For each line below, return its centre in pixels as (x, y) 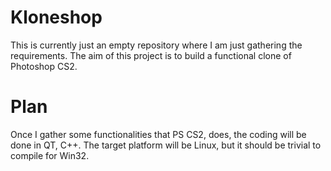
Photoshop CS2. (44, 66)
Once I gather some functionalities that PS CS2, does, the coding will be (158, 134)
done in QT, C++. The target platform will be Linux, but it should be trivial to (166, 145)
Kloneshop (56, 17)
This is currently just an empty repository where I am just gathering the (156, 45)
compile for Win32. (50, 155)
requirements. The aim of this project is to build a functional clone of (151, 55)
